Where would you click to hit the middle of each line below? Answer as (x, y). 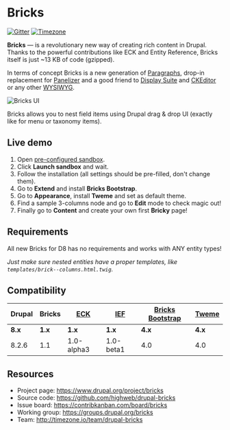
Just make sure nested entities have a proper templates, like (92, 261)
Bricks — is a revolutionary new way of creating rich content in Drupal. (107, 45)
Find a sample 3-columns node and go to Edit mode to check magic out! (119, 203)
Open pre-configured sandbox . (61, 159)
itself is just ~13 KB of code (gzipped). (61, 59)
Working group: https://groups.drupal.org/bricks (85, 412)
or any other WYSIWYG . (41, 87)
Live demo (30, 143)
